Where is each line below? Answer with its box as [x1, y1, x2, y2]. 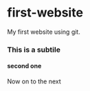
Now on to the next [7, 77, 62, 85]
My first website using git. [7, 28, 80, 36]
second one [7, 62, 42, 70]
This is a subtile [7, 45, 60, 54]
